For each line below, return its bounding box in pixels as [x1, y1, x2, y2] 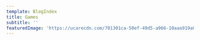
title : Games [6, 14, 39, 20]
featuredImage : [6, 25, 44, 31]
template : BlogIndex [6, 8, 58, 15]
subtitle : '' [6, 19, 39, 25]
